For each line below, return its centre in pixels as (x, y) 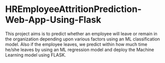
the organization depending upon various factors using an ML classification (83, 39)
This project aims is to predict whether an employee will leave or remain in (82, 33)
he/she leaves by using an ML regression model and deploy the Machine (80, 49)
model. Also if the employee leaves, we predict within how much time (76, 44)
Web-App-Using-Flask (53, 20)
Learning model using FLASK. (36, 55)
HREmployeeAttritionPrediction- (74, 9)
